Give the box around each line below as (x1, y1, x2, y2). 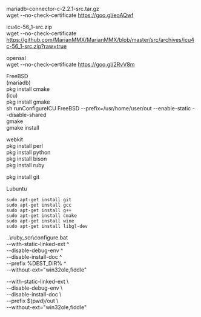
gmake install (6, 124, 39, 131)
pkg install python (6, 148, 51, 156)
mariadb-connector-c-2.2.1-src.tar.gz (6, 5, 100, 12)
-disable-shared (6, 112, 47, 118)
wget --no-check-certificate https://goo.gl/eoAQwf (6, 12, 134, 19)
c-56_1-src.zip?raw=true (6, 42, 67, 50)
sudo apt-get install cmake (6, 213, 77, 219)
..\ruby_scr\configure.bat (6, 234, 68, 241)
